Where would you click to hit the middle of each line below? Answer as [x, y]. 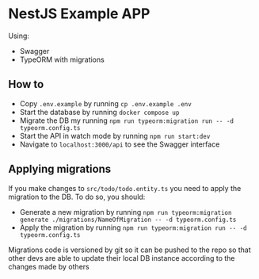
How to [26, 84]
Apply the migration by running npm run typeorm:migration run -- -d [133, 227]
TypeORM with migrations [62, 59]
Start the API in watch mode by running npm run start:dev [115, 136]
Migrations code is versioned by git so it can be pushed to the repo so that [129, 250]
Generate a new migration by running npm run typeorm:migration [126, 212]
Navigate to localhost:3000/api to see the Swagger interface [120, 144]
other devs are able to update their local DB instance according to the [122, 258]
